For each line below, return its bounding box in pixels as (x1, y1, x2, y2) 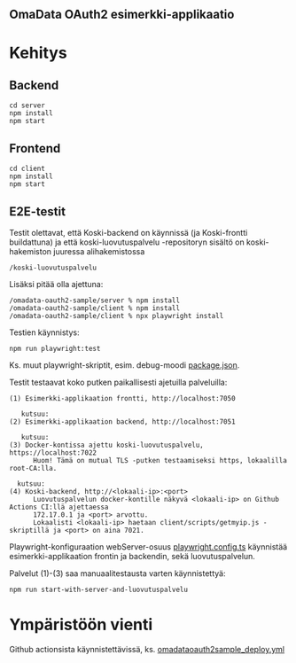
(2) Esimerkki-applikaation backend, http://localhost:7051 (9, 417, 237, 426)
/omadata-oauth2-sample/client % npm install (9, 304, 180, 313)
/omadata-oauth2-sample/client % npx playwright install (9, 312, 224, 321)
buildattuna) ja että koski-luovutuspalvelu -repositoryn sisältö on (9, 237, 245, 247)
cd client (9, 164, 46, 174)
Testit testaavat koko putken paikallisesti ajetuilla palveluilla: (9, 377, 228, 388)
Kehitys (9, 43, 68, 63)
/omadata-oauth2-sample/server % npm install (9, 296, 180, 305)
